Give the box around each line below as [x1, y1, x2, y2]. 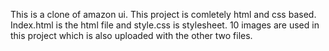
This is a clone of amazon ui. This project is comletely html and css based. [10, 9, 317, 20]
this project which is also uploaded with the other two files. [10, 30, 253, 41]
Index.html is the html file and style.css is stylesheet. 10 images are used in [10, 19, 320, 31]
